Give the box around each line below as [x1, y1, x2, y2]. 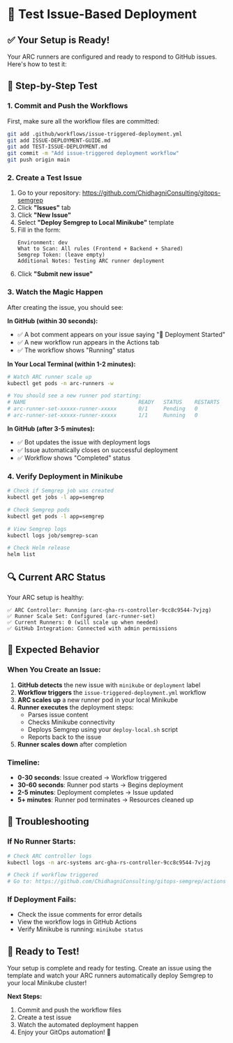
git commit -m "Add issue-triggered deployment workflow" [7, 150, 179, 157]
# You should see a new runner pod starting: [7, 392, 142, 400]
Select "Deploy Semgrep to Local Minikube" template [17, 218, 174, 227]
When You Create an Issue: [7, 665, 101, 675]
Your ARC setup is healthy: [7, 593, 84, 602]
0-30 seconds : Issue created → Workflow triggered [17, 774, 167, 781]
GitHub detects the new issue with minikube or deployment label [17, 680, 201, 689]
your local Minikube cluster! [7, 979, 87, 987]
